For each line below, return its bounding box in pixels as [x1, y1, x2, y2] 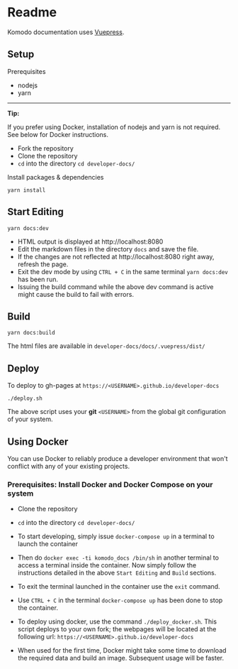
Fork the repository [17, 143, 74, 153]
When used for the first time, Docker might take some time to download [17, 646, 227, 655]
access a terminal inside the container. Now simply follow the [17, 561, 197, 570]
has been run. [17, 275, 59, 283]
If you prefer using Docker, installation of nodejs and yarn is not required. [7, 122, 221, 131]
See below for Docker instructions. [7, 130, 108, 138]
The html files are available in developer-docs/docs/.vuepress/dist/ [7, 342, 205, 350]
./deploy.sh [7, 395, 42, 402]
